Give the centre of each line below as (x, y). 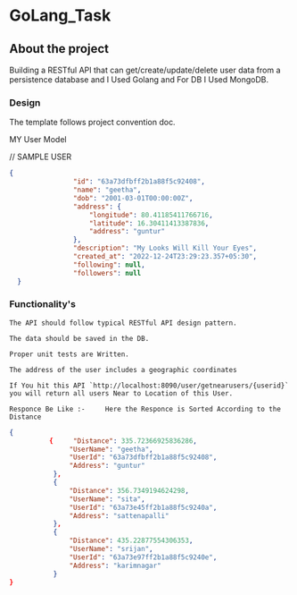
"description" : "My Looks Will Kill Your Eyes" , (165, 248)
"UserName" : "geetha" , (111, 449)
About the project (59, 49)
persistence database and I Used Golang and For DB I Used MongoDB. (139, 80)
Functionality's (42, 304)
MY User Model (38, 140)
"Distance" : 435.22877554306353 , (131, 541)
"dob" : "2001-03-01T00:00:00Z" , (133, 198)
